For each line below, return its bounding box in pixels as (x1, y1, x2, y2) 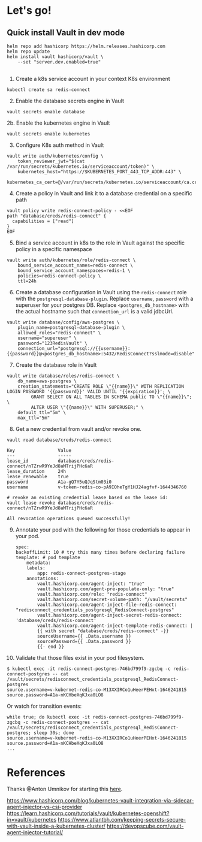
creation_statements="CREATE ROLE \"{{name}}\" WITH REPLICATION (17, 384, 185, 390)
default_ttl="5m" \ (17, 410, 67, 416)
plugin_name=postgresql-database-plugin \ (17, 325, 125, 331)
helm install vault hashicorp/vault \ (7, 54, 104, 60)
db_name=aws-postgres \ (17, 378, 77, 384)
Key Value (7, 448, 71, 454)
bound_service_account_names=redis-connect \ (17, 262, 134, 268)
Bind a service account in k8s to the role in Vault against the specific (15, 239, 185, 246)
